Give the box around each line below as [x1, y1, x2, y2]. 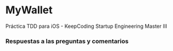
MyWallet [5, 3, 53, 17]
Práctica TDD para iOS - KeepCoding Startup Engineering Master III [5, 23, 167, 30]
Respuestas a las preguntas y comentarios [5, 37, 129, 45]
